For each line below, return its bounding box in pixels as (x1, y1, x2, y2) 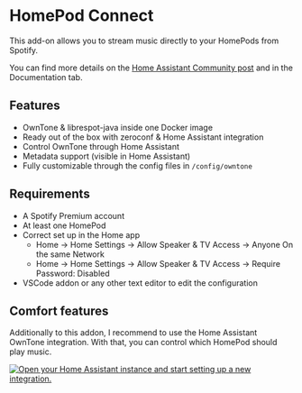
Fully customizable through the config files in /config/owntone (22, 160, 252, 171)
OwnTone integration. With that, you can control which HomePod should (9, 337, 278, 348)
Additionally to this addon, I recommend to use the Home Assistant (9, 327, 258, 338)
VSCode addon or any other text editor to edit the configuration (22, 277, 259, 288)
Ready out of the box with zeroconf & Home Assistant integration (22, 132, 264, 142)
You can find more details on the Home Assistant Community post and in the (9, 62, 293, 73)
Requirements (9, 187, 90, 202)
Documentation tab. (9, 71, 83, 82)
